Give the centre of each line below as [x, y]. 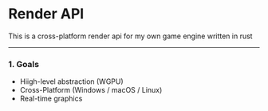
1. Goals [24, 64]
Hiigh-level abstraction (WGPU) [71, 81]
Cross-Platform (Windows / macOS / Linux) [91, 90]
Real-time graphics [51, 99]
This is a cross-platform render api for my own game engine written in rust [130, 36]
